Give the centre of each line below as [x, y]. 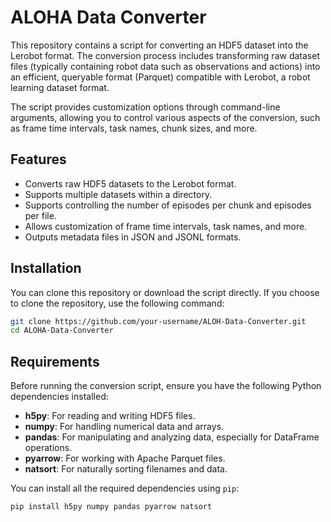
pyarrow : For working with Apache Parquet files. [125, 458]
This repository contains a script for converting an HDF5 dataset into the [159, 45]
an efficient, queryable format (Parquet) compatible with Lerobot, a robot [160, 77]
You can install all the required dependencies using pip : [125, 488]
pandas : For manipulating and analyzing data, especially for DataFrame [172, 437]
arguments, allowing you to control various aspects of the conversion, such [165, 117]
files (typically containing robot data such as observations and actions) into [165, 66]
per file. [40, 215]
